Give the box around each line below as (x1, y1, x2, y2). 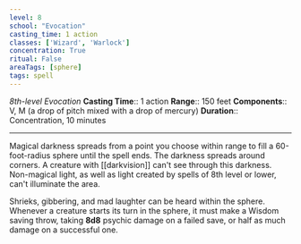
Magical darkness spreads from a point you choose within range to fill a (9, 140, 274, 151)
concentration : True (9, 46, 87, 55)
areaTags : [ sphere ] (9, 63, 82, 72)
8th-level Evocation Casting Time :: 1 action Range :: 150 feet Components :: (9, 96, 288, 106)
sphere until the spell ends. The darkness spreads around (52, 149, 266, 161)
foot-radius (9, 149, 51, 161)
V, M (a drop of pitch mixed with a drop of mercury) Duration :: (9, 105, 239, 116)
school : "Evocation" (9, 21, 87, 30)
